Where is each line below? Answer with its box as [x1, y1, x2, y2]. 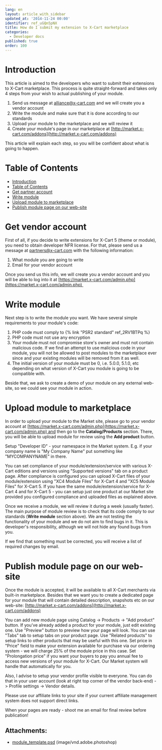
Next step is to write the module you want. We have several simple [5, 315, 138, 321]
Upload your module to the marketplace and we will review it [12, 120, 133, 126]
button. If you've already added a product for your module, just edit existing [5, 622, 156, 628]
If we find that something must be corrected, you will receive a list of [5, 538, 142, 544]
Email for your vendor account [12, 262, 73, 268]
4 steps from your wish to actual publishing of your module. [5, 90, 124, 96]
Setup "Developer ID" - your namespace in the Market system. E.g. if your [5, 443, 152, 449]
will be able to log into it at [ [5, 277, 60, 283]
